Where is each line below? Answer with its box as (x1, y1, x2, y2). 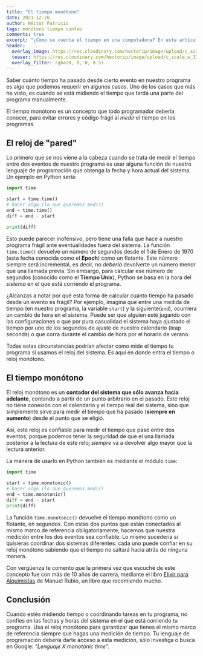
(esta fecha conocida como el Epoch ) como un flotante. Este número (6, 254, 178, 262)
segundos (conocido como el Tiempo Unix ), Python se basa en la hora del (6, 274, 192, 281)
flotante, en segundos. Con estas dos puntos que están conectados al (6, 520, 181, 527)
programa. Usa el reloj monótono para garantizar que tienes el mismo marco (6, 623, 196, 631)
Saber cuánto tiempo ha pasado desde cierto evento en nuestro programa (6, 76, 191, 84)
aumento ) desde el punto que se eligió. (6, 414, 105, 422)
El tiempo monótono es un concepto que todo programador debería (6, 107, 175, 115)
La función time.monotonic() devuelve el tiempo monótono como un (6, 513, 176, 521)
